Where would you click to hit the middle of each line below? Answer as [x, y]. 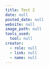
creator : [14, 43]
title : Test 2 [20, 10]
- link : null [23, 53]
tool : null [21, 39]
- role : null [23, 48]
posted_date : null [24, 19]
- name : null [23, 58]
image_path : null [23, 29]
